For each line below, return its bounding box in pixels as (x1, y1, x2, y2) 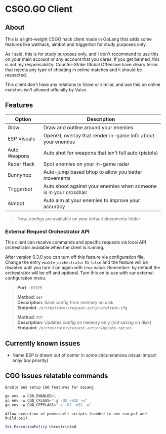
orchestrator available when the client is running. (5, 244, 105, 250)
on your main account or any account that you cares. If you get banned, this (5, 56, 160, 62)
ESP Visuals (7, 135, 36, 142)
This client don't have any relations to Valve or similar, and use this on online (5, 81, 161, 87)
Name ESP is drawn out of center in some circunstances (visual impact (12, 352, 157, 358)
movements (43, 174, 71, 181)
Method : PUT (17, 315, 43, 320)
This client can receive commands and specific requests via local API (5, 239, 146, 245)
